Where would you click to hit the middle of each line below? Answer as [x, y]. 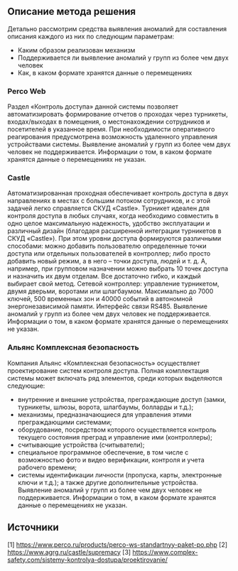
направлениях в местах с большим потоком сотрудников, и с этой [109, 201]
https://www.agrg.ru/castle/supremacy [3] [69, 552]
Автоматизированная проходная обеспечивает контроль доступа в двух [118, 193]
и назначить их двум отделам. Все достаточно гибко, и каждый [104, 276]
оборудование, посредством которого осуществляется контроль [117, 430]
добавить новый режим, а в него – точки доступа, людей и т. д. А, [107, 261]
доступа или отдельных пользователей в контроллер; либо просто [109, 254]
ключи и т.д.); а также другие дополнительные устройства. [108, 482]
